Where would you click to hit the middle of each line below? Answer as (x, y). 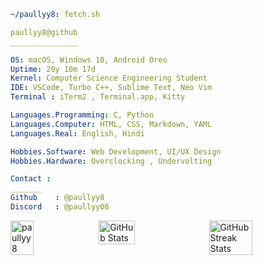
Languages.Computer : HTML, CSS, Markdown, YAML (111, 124)
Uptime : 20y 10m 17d (53, 69)
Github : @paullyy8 (57, 198)
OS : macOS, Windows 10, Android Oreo (89, 60)
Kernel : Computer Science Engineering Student (109, 78)
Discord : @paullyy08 (60, 207)
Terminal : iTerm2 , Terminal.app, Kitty (98, 97)
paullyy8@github (44, 32)
